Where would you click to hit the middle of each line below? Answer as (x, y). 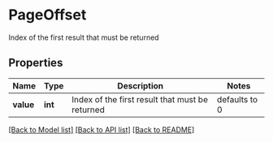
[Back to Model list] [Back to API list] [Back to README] (102, 129)
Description (141, 85)
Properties (36, 63)
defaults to (237, 99)
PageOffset (48, 15)
